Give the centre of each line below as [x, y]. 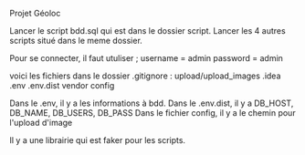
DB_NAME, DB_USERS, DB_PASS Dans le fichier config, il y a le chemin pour [152, 113]
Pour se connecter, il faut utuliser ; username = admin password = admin [146, 58]
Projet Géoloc [35, 13]
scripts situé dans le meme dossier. [76, 41]
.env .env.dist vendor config [62, 85]
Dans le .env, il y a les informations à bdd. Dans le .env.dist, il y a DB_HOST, [152, 103]
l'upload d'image [41, 123]
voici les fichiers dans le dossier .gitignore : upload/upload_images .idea [145, 76]
